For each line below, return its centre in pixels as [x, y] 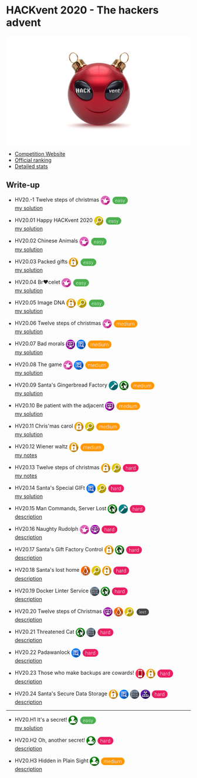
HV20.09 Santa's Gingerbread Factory [61, 385]
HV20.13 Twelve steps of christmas [57, 467]
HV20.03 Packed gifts [41, 262]
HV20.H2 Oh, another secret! [50, 740]
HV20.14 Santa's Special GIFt [50, 488]
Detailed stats [31, 166]
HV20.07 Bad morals [40, 344]
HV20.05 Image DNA [40, 303]
